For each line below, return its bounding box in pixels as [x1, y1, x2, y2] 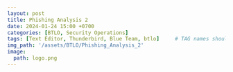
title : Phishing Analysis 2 [7, 16, 89, 23]
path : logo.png [13, 55, 58, 62]
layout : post [7, 10, 45, 17]
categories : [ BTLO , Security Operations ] [7, 29, 129, 36]
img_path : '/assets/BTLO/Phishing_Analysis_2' [7, 42, 144, 49]
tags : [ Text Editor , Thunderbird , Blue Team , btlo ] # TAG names [7, 36, 209, 43]
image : [7, 49, 26, 56]
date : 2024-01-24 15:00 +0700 [7, 23, 95, 29]
